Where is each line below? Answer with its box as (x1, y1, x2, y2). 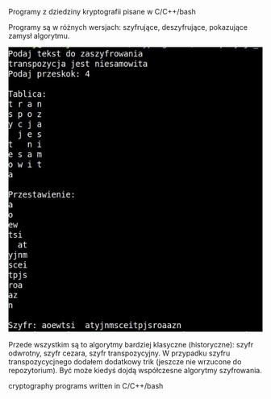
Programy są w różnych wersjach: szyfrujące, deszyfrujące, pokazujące (8, 23, 248, 31)
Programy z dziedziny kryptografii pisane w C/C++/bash (8, 7, 196, 16)
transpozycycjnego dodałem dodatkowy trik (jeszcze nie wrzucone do (8, 356, 242, 366)
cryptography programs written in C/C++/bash (8, 380, 164, 390)
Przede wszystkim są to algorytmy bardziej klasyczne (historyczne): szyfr (8, 339, 254, 349)
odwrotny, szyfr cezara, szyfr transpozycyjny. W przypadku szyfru (8, 348, 231, 358)
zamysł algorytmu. (8, 31, 70, 40)
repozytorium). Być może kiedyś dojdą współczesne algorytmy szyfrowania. (8, 365, 262, 375)
